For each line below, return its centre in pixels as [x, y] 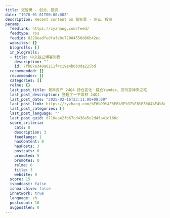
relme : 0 [24, 165]
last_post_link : [27, 104]
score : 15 [20, 179]
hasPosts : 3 [27, 146]
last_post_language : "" [35, 114]
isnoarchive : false [30, 189]
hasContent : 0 [29, 142]
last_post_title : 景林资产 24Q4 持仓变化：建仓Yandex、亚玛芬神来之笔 [78, 90]
